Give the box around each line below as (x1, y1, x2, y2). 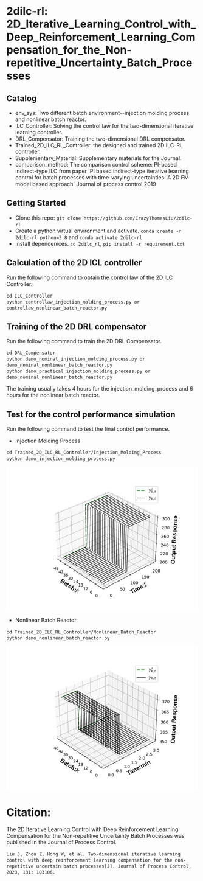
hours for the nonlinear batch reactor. (6, 391, 100, 399)
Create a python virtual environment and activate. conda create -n (15, 227, 182, 234)
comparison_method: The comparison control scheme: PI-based (15, 161, 177, 168)
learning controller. (15, 129, 63, 136)
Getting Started (6, 198, 66, 208)
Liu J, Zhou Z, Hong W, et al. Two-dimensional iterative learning (6, 851, 181, 857)
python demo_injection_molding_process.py (6, 456, 115, 462)
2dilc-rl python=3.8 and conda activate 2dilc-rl (15, 233, 143, 241)
